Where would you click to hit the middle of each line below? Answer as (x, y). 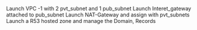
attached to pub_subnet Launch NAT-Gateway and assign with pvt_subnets (98, 15)
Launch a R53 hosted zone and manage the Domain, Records (81, 21)
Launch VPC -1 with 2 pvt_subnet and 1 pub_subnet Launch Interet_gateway (99, 9)
